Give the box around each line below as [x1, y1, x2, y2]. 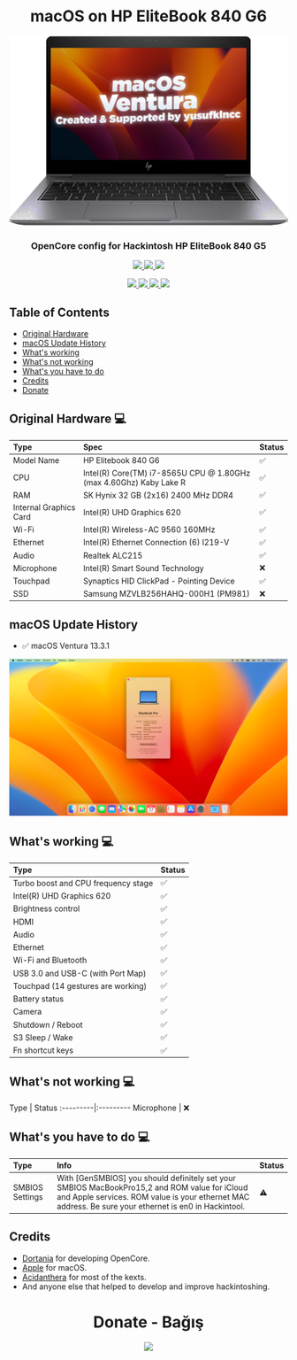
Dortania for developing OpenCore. [21, 1253, 150, 1263]
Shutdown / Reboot [12, 1019, 83, 1030]
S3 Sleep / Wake [12, 1032, 73, 1042]
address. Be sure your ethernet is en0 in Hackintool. [57, 1202, 246, 1212]
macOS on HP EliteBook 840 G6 [29, 6, 268, 27]
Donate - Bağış [93, 1312, 204, 1332]
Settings [12, 1192, 43, 1202]
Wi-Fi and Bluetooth [12, 954, 88, 966]
